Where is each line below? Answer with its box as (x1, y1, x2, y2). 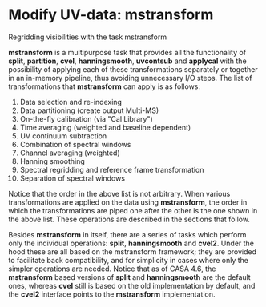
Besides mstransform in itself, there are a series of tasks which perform (8, 229, 247, 239)
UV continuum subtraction (19, 130, 107, 141)
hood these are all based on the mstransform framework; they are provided (8, 246, 257, 257)
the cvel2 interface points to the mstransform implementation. (8, 289, 216, 299)
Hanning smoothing (19, 156, 86, 165)
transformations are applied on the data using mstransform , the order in (8, 197, 248, 207)
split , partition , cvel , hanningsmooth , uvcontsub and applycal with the (8, 56, 247, 66)
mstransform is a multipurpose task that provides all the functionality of (8, 47, 247, 57)
